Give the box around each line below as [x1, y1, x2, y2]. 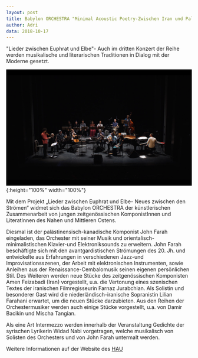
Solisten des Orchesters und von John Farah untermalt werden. [6, 334, 160, 341]
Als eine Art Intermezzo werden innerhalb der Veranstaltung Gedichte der [6, 321, 184, 328]
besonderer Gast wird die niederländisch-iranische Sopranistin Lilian [6, 291, 173, 298]
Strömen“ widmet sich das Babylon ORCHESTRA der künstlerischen [6, 204, 171, 211]
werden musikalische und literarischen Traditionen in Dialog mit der [6, 51, 170, 58]
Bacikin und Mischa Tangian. [6, 310, 76, 317]
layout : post [6, 9, 38, 15]
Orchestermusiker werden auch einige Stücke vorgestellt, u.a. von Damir [6, 304, 183, 311]
